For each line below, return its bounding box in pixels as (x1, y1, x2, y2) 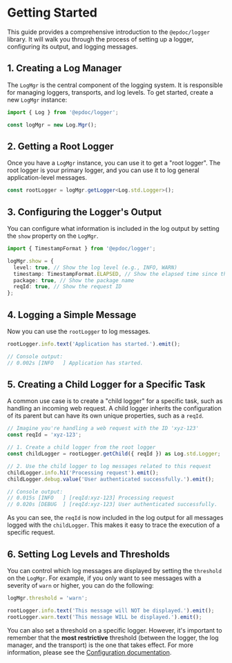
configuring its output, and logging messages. (7, 42, 138, 50)
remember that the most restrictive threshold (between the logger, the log (7, 633, 219, 642)
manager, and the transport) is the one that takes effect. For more (7, 641, 193, 649)
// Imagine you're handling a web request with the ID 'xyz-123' (7, 425, 199, 432)
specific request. (7, 528, 55, 536)
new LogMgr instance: (7, 95, 68, 104)
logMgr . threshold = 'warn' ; (7, 595, 88, 601)
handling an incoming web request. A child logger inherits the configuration (7, 404, 222, 413)
